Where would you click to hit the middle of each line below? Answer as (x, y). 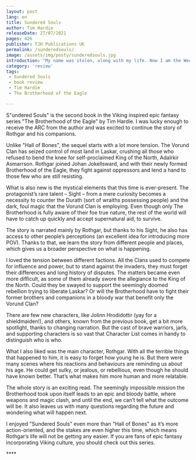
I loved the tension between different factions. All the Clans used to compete (98, 260)
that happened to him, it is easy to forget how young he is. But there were (94, 357)
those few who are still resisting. (45, 176)
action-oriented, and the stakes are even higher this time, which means (92, 430)
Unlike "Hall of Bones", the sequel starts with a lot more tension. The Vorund (98, 145)
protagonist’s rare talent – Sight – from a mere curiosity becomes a (86, 193)
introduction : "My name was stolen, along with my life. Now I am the (94, 60)
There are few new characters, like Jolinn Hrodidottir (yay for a (81, 315)
